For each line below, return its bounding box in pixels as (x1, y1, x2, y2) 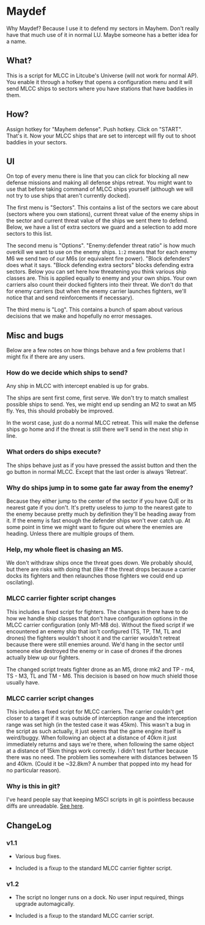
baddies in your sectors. (6, 138, 67, 145)
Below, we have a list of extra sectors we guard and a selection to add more (6, 223, 197, 231)
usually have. (6, 678, 40, 686)
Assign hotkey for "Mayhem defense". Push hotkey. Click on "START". (6, 125, 182, 133)
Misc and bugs (6, 330, 64, 341)
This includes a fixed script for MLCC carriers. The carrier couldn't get (6, 708, 184, 715)
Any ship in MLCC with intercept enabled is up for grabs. (6, 382, 149, 390)
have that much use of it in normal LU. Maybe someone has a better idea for (6, 31, 198, 38)
